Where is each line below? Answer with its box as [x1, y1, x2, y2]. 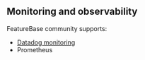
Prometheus [16, 45, 53, 54]
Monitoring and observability [6, 6, 138, 18]
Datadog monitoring [16, 38, 76, 47]
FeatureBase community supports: [6, 24, 108, 32]
